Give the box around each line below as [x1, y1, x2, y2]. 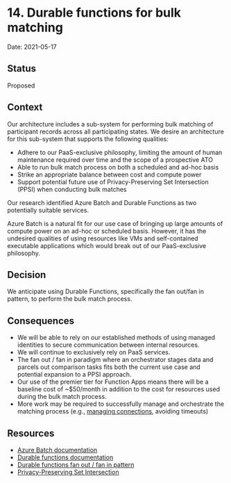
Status [7, 63, 37, 74]
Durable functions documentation [17, 453, 114, 461]
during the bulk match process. [17, 393, 107, 401]
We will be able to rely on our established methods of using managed [17, 334, 216, 342]
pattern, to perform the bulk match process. [7, 295, 132, 303]
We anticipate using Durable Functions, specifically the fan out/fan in [7, 287, 205, 296]
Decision [7, 269, 46, 281]
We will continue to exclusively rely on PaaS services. [17, 348, 171, 357]
